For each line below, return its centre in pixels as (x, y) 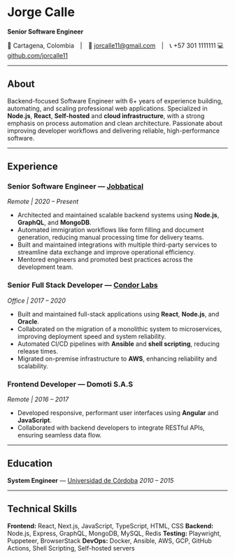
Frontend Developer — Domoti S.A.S (70, 384)
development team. (45, 267)
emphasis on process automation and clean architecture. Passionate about (115, 123)
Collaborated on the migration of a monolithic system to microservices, (120, 328)
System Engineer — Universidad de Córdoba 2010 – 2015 (91, 480)
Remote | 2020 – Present (43, 202)
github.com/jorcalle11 (38, 55)
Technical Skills (42, 509)
